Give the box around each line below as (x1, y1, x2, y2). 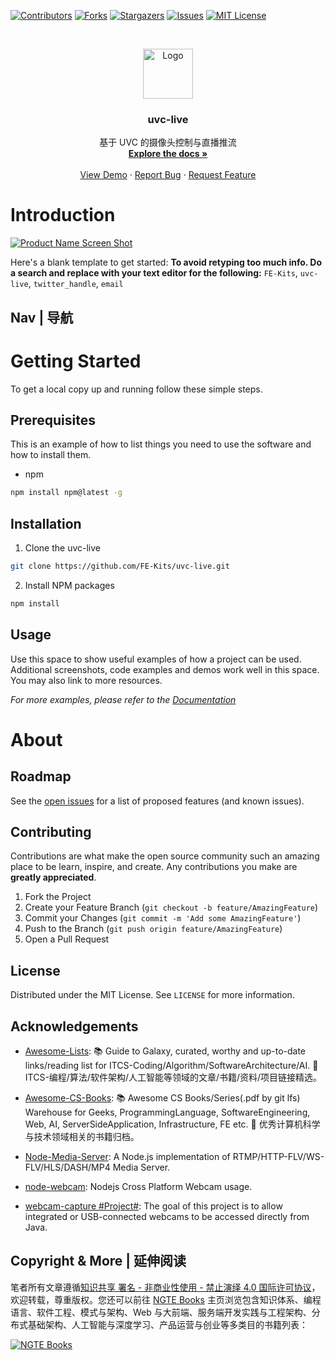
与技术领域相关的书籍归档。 (24, 1131, 140, 1143)
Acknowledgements (10, 1018, 139, 1035)
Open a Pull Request (24, 933, 110, 945)
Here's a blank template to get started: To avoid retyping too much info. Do (10, 256, 323, 269)
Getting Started (10, 350, 142, 372)
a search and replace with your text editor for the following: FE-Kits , (10, 267, 298, 279)
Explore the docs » (128, 148, 208, 160)
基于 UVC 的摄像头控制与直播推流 (99, 136, 237, 149)
